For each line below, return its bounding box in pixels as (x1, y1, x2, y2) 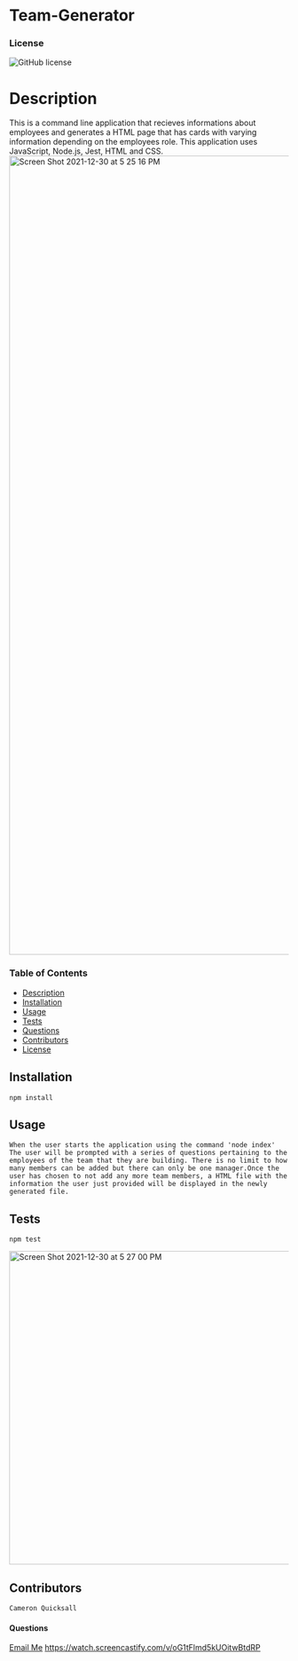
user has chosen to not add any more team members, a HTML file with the (9, 1172, 288, 1181)
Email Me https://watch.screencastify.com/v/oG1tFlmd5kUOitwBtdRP (9, 1642, 261, 1653)
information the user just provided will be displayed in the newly (9, 1180, 268, 1189)
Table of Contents (9, 967, 89, 979)
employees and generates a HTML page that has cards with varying (9, 127, 257, 138)
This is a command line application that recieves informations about (9, 117, 256, 129)
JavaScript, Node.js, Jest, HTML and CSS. (9, 146, 164, 156)
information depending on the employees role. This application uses (9, 137, 258, 147)
